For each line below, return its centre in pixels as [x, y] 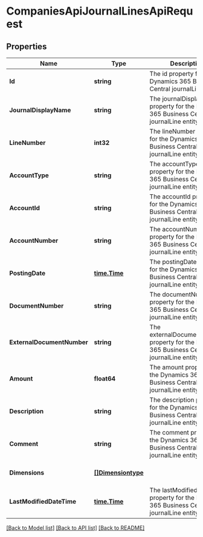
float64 [105, 379]
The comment [169, 432]
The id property [172, 74]
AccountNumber [34, 241]
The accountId [170, 197]
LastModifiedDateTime [43, 502]
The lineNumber [172, 131]
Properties [27, 46]
